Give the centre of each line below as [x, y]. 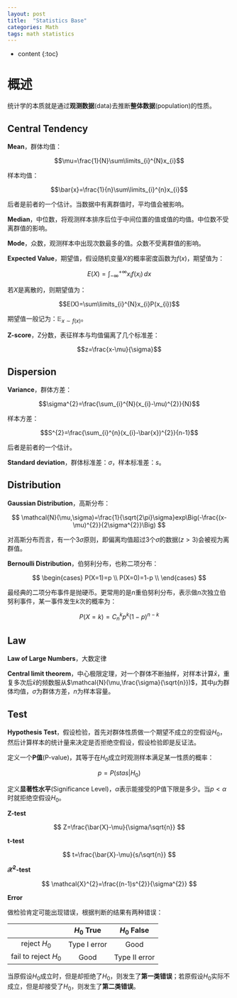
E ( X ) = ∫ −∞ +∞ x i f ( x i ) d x [119, 274]
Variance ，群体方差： [40, 390]
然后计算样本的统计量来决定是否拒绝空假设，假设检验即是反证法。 [104, 742]
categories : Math [33, 27]
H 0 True [88, 931]
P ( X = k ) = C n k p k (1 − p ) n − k [119, 617]
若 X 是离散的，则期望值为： [47, 290]
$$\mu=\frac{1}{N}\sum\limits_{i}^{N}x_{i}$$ [119, 161]
